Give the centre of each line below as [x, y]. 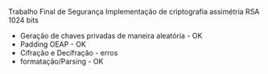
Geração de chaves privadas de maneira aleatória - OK [111, 36]
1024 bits [23, 20]
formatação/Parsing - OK [62, 61]
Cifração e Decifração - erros [69, 53]
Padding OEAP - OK [53, 44]
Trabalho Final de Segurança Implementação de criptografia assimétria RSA [134, 12]
